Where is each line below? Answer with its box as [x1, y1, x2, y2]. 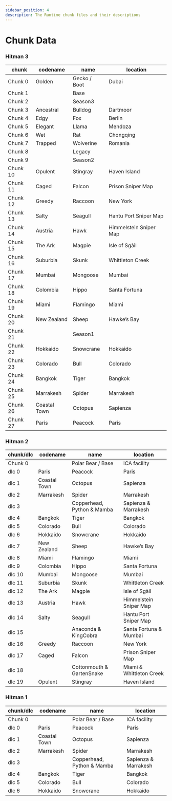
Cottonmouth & [71, 664, 109, 671]
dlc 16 [8, 641, 24, 648]
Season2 [72, 156, 95, 163]
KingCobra [71, 632, 98, 639]
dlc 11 [8, 579, 24, 587]
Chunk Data [5, 34, 57, 46]
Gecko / [72, 75, 92, 82]
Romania [108, 139, 130, 147]
